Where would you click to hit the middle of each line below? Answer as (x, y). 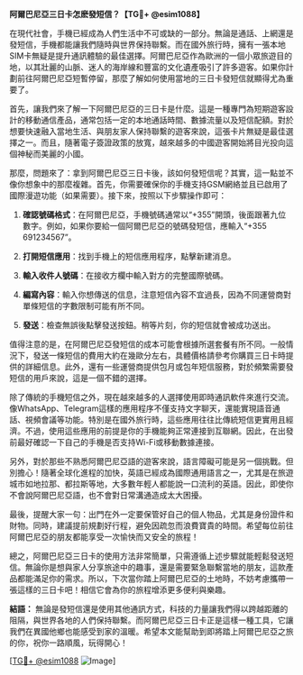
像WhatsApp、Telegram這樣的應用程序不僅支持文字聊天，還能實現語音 (141, 408)
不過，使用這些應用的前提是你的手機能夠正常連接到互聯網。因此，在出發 (159, 431)
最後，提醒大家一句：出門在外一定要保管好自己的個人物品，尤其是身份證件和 (151, 514)
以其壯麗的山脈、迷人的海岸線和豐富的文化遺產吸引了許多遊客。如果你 (155, 67)
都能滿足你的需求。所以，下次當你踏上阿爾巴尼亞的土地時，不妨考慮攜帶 (151, 579)
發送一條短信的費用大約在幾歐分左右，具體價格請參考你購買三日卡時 (159, 356)
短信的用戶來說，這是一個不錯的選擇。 (80, 378)
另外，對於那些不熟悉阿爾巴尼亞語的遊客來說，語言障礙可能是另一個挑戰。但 (151, 461)
